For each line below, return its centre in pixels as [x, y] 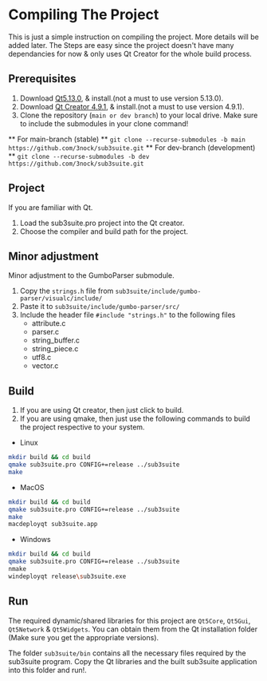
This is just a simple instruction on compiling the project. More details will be [133, 37]
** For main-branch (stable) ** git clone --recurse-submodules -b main [127, 139]
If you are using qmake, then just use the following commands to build [135, 419]
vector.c [45, 366]
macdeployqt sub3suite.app [53, 525]
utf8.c [41, 358]
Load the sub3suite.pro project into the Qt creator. [102, 223]
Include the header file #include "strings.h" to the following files [128, 315]
